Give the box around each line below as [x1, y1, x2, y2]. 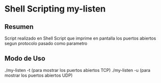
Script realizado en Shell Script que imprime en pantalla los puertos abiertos [4, 35, 156, 41]
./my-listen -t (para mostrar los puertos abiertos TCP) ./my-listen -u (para [4, 67, 151, 73]
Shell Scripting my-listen [4, 3, 106, 14]
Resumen [4, 23, 34, 31]
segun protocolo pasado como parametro [4, 41, 88, 46]
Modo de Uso [4, 55, 45, 63]
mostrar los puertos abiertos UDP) [4, 72, 73, 78]
